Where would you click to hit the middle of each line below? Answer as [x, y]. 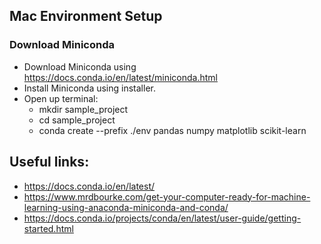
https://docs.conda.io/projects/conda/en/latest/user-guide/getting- [162, 218]
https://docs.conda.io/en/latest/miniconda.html [120, 77]
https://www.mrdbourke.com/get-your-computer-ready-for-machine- [167, 196]
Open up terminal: [61, 98]
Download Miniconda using [80, 66]
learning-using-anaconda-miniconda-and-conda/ [126, 207]
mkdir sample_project [83, 109]
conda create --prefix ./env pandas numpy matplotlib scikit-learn [172, 130]
